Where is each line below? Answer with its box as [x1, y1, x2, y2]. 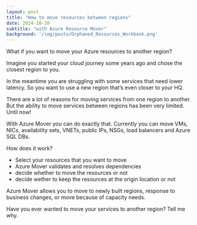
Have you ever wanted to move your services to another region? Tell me [6, 206, 186, 213]
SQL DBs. [6, 133, 30, 141]
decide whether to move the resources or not [15, 170, 128, 177]
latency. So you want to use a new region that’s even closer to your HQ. [6, 84, 184, 91]
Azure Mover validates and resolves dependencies [15, 163, 142, 170]
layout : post [6, 8, 39, 15]
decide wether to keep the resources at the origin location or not [15, 176, 176, 183]
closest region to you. [6, 66, 60, 73]
